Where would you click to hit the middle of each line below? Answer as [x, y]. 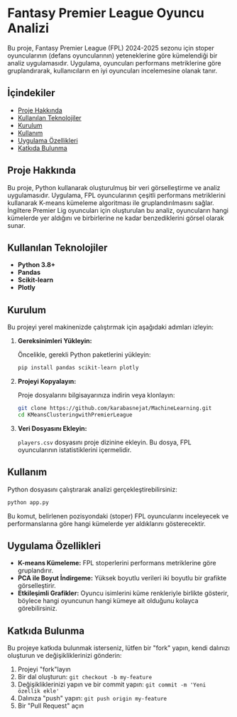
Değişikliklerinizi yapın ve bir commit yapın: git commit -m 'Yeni [112, 684]
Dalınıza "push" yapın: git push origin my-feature [92, 698]
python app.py [28, 502]
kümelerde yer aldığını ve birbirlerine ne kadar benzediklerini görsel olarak [116, 218]
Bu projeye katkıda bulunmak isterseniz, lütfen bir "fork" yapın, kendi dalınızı [119, 648]
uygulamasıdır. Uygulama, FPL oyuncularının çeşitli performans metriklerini [116, 195]
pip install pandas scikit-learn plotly [78, 368]
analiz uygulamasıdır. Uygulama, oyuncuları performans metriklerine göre [114, 63]
